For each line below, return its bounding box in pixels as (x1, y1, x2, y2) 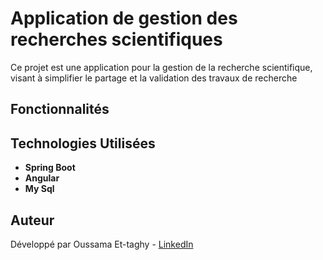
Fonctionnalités (10, 101, 110, 118)
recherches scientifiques (10, 28, 223, 51)
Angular (24, 172, 60, 184)
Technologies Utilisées (10, 135, 156, 152)
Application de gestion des (10, 7, 238, 30)
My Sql (24, 183, 55, 195)
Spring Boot (24, 162, 76, 174)
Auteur (10, 212, 55, 229)
